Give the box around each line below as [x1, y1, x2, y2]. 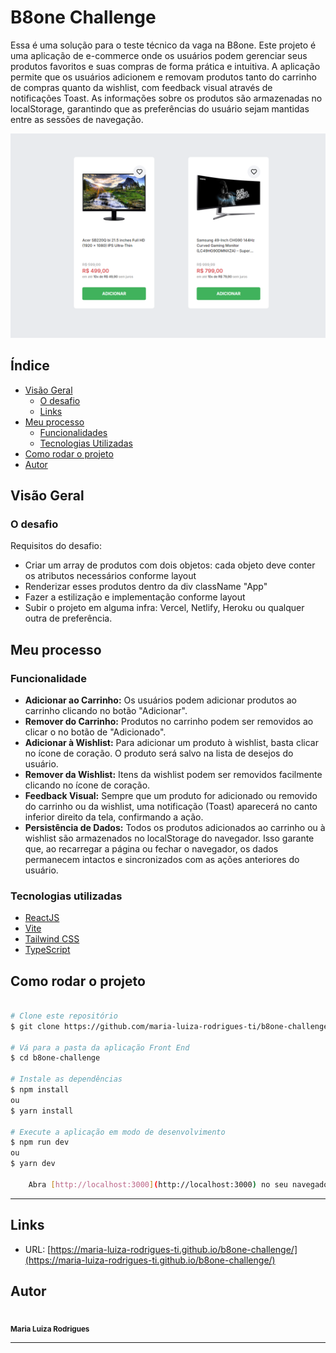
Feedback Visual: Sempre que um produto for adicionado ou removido [24, 789, 318, 801]
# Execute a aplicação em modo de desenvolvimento [10, 1127, 226, 1137]
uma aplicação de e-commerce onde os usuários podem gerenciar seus [10, 49, 308, 61]
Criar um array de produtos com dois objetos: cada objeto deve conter [24, 559, 316, 571]
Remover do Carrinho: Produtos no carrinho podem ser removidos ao [24, 715, 314, 727]
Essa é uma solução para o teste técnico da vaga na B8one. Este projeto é [10, 39, 317, 51]
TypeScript [24, 944, 71, 956]
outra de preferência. [24, 612, 113, 625]
